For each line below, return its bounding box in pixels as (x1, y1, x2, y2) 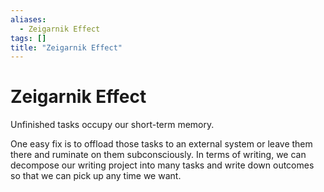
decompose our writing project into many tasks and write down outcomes (10, 159, 315, 171)
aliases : (10, 14, 47, 25)
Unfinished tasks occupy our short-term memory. (10, 119, 215, 131)
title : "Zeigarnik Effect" (10, 42, 123, 53)
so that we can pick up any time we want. (10, 170, 182, 182)
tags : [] (10, 33, 47, 43)
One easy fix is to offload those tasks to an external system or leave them (10, 138, 313, 150)
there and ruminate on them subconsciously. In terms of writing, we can (10, 149, 307, 161)
